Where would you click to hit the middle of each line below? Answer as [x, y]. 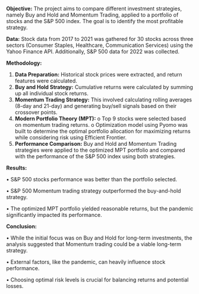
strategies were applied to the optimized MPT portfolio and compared [100, 150]
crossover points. [36, 112]
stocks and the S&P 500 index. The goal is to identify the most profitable [95, 21]
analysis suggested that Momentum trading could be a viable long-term [94, 244]
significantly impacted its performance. [54, 215]
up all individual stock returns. [52, 93]
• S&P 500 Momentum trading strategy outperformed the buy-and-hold [94, 191]
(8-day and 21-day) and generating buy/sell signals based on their [96, 106]
